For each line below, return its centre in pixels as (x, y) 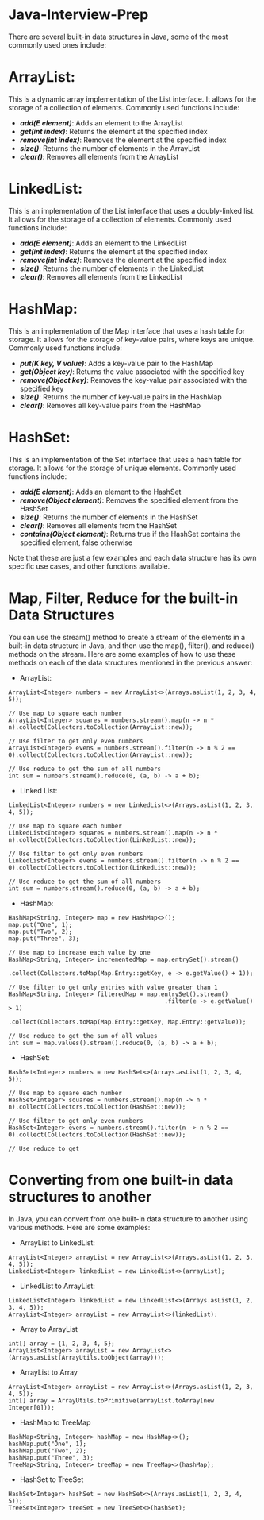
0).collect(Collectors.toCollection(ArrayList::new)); (101, 755)
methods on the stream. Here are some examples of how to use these (122, 654)
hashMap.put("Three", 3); (51, 1458)
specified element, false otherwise (76, 542)
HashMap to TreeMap (55, 1422)
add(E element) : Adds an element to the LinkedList (103, 243)
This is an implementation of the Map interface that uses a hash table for (127, 330)
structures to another (80, 1196)
